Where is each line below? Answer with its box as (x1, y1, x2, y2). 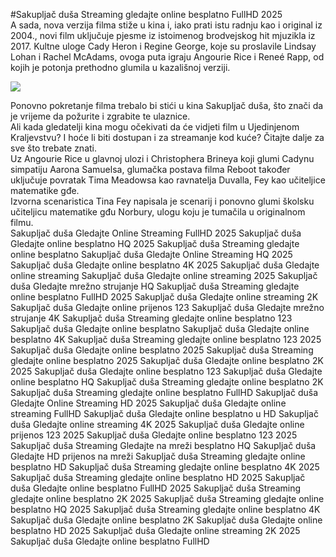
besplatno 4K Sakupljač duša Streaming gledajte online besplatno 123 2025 (10, 334, 322, 345)
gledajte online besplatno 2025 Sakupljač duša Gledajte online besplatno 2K (10, 355, 324, 366)
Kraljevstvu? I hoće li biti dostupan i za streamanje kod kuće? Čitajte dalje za (10, 132, 325, 143)
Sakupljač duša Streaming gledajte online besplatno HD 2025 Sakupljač (10, 472, 306, 483)
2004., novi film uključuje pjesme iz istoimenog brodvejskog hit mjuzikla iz (10, 30, 316, 41)
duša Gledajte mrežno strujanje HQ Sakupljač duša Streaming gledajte (10, 280, 300, 292)
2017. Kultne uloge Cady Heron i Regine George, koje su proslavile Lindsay (10, 40, 317, 52)
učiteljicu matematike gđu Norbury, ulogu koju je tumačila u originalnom (10, 206, 306, 218)
